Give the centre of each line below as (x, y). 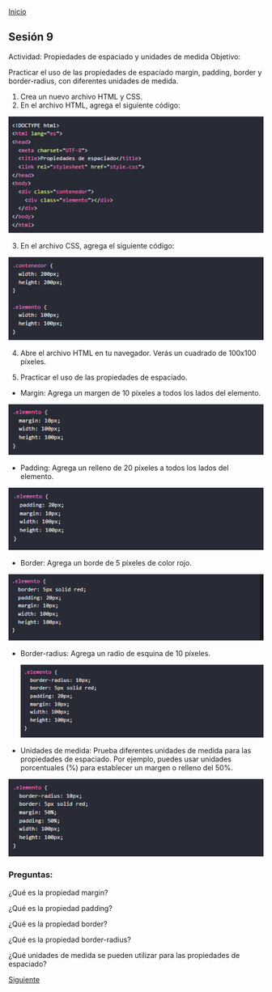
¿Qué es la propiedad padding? (61, 908)
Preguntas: (31, 875)
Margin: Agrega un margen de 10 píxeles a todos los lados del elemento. (140, 393)
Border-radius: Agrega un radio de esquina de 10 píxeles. (115, 654)
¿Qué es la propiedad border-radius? (70, 939)
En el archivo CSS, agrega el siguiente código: (97, 246)
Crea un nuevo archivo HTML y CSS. (81, 96)
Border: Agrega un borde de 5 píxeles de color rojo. (106, 562)
